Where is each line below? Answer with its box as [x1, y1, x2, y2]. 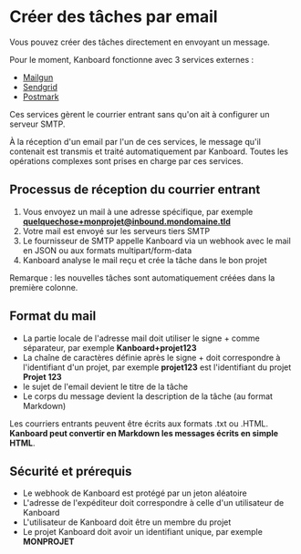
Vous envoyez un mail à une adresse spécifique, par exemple [22, 206, 254, 217]
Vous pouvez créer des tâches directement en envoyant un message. [9, 36, 271, 47]
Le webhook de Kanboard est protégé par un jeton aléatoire [22, 487, 248, 498]
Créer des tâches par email [9, 6, 218, 27]
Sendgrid [22, 81, 57, 92]
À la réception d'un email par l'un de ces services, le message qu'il [9, 136, 262, 147]
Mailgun [22, 71, 54, 83]
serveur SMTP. [9, 118, 66, 129]
